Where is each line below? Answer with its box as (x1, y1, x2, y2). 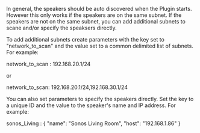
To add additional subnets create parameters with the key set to (6, 36, 164, 43)
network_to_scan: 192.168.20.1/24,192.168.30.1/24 (6, 84, 128, 91)
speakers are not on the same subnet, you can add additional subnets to (6, 18, 186, 25)
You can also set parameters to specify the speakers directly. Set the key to (6, 96, 194, 102)
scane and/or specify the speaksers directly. (6, 24, 117, 31)
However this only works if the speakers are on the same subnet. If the (6, 11, 182, 19)
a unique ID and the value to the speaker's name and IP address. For (6, 102, 176, 109)
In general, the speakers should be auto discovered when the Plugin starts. (6, 5, 192, 12)
